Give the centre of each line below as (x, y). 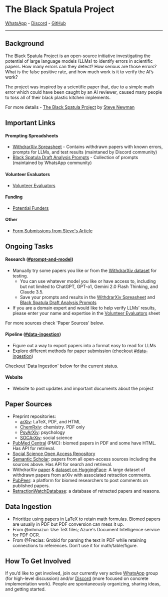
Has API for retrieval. (34, 448)
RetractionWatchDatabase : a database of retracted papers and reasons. (86, 491)
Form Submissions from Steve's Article (52, 231)
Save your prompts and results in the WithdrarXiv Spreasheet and (87, 297)
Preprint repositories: (34, 416)
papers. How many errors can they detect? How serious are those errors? (81, 66)
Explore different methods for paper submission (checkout (73, 351)
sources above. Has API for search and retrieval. (62, 464)
